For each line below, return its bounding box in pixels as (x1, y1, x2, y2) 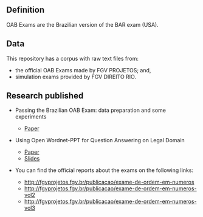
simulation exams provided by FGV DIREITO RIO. (15, 73, 137, 80)
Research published (6, 91, 84, 101)
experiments (15, 113, 47, 120)
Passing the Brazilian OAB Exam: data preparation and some (15, 106, 166, 114)
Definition (6, 5, 44, 15)
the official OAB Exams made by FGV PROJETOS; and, (15, 66, 151, 74)
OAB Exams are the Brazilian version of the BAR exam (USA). (6, 21, 159, 28)
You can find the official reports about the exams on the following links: (15, 167, 193, 174)
